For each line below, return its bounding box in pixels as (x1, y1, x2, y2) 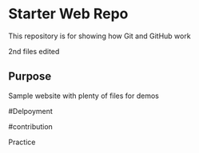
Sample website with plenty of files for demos (8, 91, 160, 100)
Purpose (8, 69, 52, 84)
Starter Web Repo (8, 5, 129, 23)
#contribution (8, 121, 54, 131)
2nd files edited (8, 46, 60, 56)
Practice (8, 137, 36, 147)
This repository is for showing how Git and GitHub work (8, 31, 191, 41)
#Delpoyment (8, 106, 54, 116)
